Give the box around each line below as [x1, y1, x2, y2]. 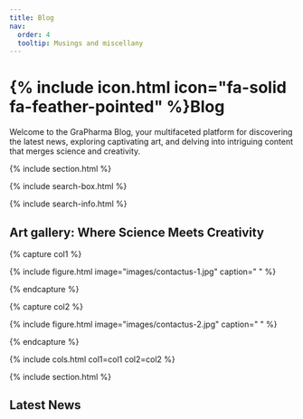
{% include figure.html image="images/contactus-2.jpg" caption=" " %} [9, 319, 278, 329]
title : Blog [9, 13, 54, 23]
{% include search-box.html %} [9, 181, 128, 192]
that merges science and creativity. [9, 146, 141, 157]
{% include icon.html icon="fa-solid [9, 78, 287, 98]
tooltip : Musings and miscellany [17, 38, 144, 48]
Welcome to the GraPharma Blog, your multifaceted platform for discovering [9, 127, 293, 138]
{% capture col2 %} [9, 301, 84, 312]
